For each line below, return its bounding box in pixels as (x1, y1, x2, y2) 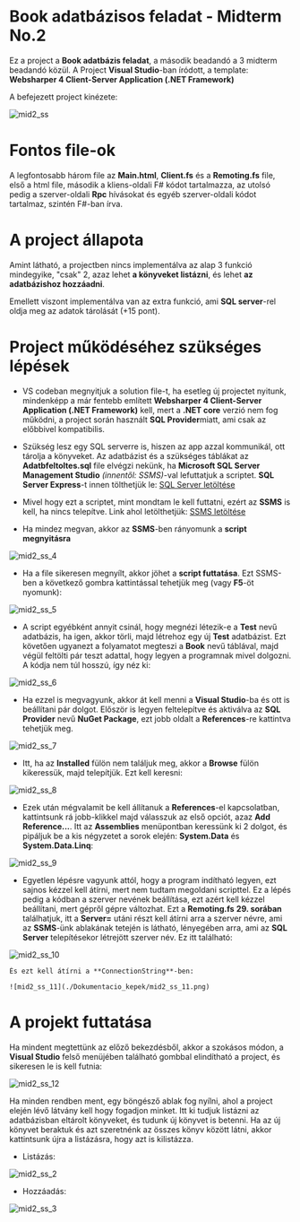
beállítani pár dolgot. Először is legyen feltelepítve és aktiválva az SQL (21, 704, 281, 715)
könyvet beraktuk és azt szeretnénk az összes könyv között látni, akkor (9, 1123, 272, 1135)
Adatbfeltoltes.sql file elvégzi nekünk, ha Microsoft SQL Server (21, 460, 261, 471)
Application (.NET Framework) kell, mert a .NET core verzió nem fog (21, 404, 279, 415)
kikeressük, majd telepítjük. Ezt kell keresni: (21, 767, 184, 777)
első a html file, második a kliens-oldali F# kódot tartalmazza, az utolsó (9, 179, 271, 190)
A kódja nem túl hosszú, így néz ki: (21, 659, 150, 670)
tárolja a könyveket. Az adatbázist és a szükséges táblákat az (21, 450, 249, 461)
